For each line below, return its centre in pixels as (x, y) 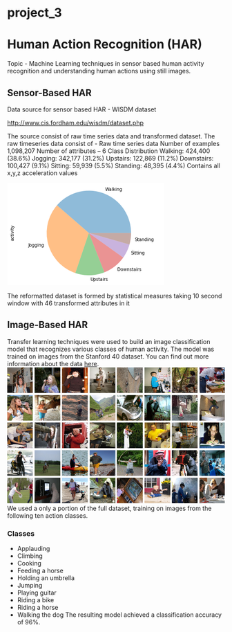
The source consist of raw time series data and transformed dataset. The (111, 136)
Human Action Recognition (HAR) (105, 45)
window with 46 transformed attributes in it (68, 303)
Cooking (29, 563)
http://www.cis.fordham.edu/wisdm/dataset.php (75, 123)
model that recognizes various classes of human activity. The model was (111, 349)
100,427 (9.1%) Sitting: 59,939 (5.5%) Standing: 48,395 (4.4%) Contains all (114, 165)
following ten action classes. (48, 515)
